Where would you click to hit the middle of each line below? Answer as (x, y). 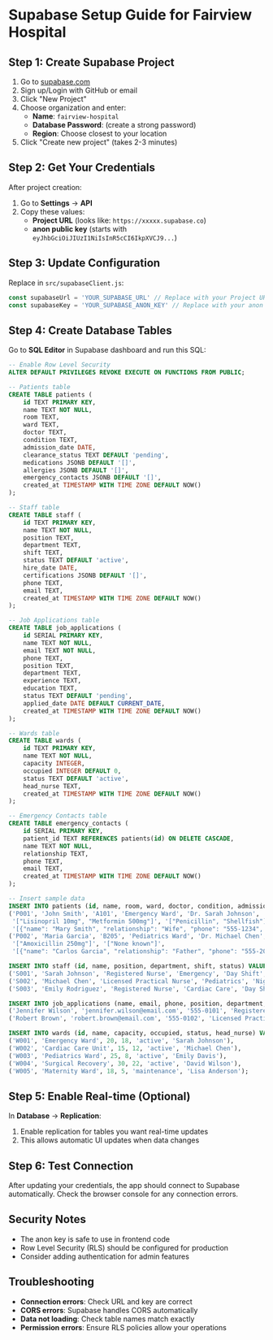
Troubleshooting (52, 1282)
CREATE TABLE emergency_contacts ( (69, 824)
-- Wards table (34, 733)
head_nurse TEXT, (52, 786)
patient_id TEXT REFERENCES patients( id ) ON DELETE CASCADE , (128, 839)
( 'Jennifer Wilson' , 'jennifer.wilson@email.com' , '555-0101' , (118, 1011)
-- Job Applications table (54, 620)
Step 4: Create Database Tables (90, 330)
